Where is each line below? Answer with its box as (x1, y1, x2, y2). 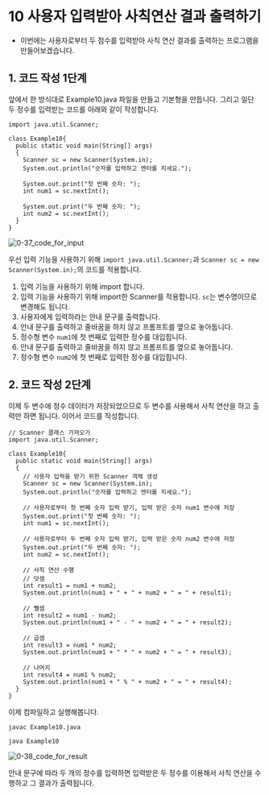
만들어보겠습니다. (19, 45, 75, 55)
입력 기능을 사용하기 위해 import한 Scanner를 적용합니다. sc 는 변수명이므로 (19, 292, 258, 301)
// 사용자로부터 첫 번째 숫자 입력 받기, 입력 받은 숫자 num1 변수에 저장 (23, 503, 235, 511)
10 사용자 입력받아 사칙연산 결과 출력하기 (8, 7, 262, 26)
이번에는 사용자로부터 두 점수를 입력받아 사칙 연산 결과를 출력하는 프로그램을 (19, 35, 259, 45)
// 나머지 (23, 664, 51, 672)
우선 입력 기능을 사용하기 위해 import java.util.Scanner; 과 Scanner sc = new (8, 255, 259, 264)
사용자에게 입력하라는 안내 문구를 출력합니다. (19, 312, 161, 321)
